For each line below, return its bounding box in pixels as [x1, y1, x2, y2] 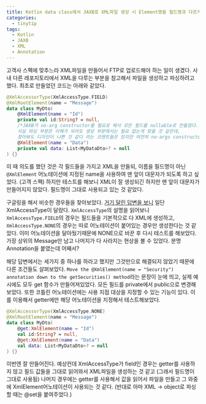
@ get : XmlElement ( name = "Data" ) [17, 337, 100, 343]
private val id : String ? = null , [17, 117, 100, 123]
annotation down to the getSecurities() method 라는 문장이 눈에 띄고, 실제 [6, 273, 192, 281]
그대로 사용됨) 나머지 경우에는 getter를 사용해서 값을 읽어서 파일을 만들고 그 [6, 375, 187, 383]
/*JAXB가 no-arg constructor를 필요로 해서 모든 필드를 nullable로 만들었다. [17, 123, 199, 129]
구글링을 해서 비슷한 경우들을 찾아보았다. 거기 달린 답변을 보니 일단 [6, 199, 165, 206]
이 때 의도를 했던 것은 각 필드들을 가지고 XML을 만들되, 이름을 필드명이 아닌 [6, 163, 186, 170]
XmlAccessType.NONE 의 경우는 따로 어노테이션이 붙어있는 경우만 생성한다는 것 [6, 222, 190, 229]
